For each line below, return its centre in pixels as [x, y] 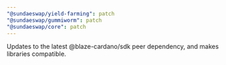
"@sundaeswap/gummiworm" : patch [54, 20]
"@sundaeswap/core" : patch [46, 27]
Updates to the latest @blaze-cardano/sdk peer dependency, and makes [113, 47]
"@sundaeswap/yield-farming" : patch [61, 14]
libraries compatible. [36, 54]
